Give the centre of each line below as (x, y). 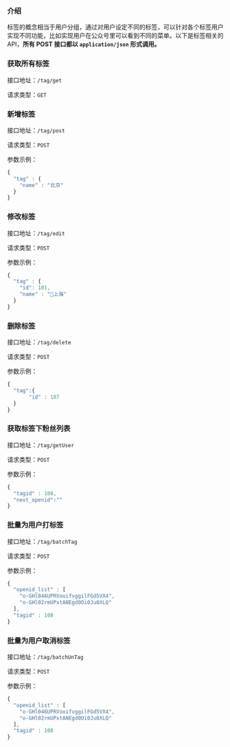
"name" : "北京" (42, 185)
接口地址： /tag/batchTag (42, 541)
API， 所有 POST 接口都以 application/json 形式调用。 (84, 44)
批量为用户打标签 (35, 525)
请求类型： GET (27, 95)
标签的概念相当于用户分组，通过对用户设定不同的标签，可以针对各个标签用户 (115, 27)
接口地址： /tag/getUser (41, 444)
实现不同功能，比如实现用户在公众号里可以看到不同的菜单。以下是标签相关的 (115, 36)
